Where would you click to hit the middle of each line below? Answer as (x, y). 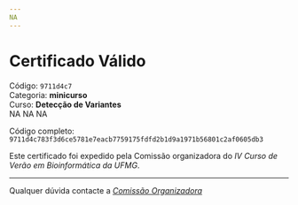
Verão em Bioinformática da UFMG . (74, 165)
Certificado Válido (78, 61)
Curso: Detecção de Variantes (65, 104)
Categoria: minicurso (48, 95)
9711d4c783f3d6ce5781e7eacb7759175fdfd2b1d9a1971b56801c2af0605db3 (137, 139)
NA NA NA (28, 114)
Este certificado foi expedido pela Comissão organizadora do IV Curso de (143, 156)
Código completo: (42, 131)
